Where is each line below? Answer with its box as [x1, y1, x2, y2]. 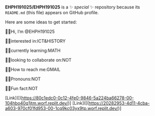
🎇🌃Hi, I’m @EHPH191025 [5, 29, 55, 34]
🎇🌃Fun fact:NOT [5, 86, 38, 91]
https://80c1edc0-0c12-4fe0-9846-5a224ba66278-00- [21, 95, 134, 101]
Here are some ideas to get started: [5, 19, 77, 25]
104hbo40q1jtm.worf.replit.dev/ [5, 100, 68, 106]
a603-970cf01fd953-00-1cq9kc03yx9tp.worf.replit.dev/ [5, 105, 119, 111]
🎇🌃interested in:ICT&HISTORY [5, 38, 66, 44]
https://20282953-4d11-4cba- [88, 100, 150, 106]
